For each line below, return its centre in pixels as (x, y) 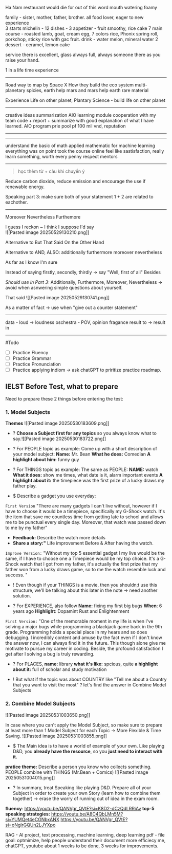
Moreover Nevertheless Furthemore (43, 217)
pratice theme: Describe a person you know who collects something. (79, 767)
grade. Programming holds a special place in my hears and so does (76, 632)
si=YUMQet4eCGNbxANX (33, 819)
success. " (17, 575)
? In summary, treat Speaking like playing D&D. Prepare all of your (82, 787)
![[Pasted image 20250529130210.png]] (47, 232)
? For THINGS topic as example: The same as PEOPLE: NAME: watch (85, 469)
